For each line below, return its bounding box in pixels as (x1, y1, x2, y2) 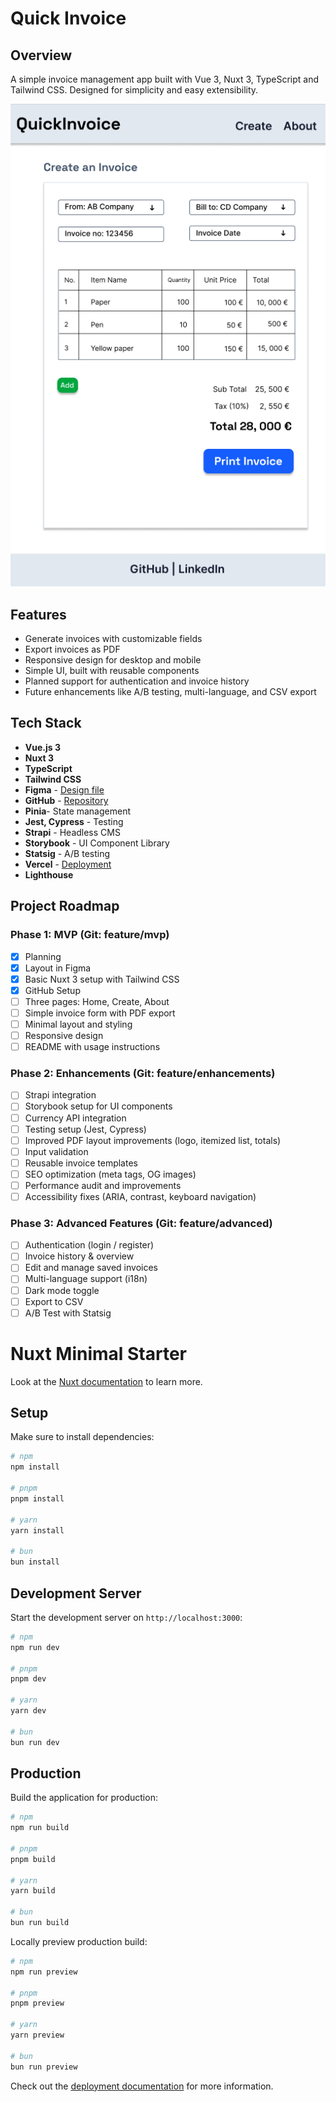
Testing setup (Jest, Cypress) (24, 1123, 147, 1135)
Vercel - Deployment (24, 858, 112, 870)
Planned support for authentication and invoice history (24, 675, 250, 687)
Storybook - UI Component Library (24, 837, 170, 849)
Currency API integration (24, 1112, 127, 1124)
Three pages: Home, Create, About (24, 995, 170, 1007)
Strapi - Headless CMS (24, 826, 121, 838)
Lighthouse (24, 868, 74, 881)
